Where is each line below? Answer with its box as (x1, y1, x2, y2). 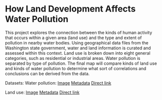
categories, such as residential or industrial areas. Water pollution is (5, 55, 141, 61)
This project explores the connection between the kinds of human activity (5, 29, 152, 35)
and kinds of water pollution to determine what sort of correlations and (5, 65, 146, 71)
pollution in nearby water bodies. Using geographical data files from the (5, 40, 149, 45)
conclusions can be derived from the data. (5, 71, 90, 76)
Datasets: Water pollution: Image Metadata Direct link (5, 80, 112, 86)
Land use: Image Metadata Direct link (5, 89, 80, 95)
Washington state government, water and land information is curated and (5, 45, 151, 51)
